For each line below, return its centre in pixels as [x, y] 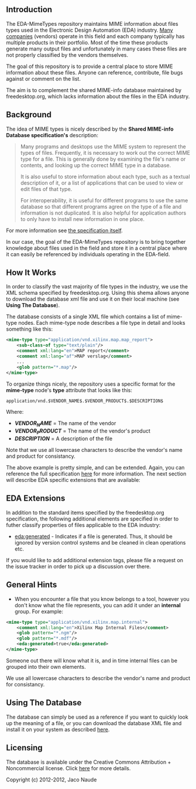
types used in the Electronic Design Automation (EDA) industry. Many [90, 30]
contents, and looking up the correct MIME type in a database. [96, 165]
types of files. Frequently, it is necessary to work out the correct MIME [105, 152]
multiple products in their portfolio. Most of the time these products [87, 42]
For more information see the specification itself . [64, 230]
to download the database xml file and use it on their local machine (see [93, 299]
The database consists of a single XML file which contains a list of [86, 317]
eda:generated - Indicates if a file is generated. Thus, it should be [93, 536]
